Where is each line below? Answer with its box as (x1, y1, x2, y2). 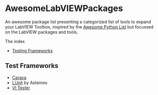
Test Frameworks (5, 62, 59, 70)
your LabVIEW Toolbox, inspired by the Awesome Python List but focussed (5, 24, 154, 29)
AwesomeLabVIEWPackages (5, 3, 123, 14)
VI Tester (12, 85, 30, 91)
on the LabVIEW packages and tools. (5, 29, 78, 35)
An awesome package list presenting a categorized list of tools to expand (5, 19, 151, 25)
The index (5, 38, 25, 44)
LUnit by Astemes (12, 80, 47, 85)
